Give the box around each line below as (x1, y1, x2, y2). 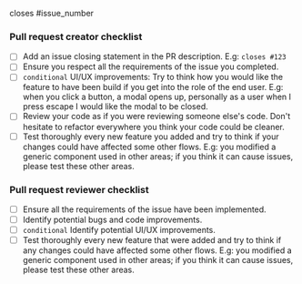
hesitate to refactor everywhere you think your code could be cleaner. (22, 121, 285, 132)
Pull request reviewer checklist (9, 183, 149, 196)
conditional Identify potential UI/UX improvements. (22, 225, 216, 236)
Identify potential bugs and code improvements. (22, 214, 203, 225)
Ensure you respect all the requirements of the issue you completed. (22, 61, 279, 72)
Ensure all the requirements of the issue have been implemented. (22, 204, 267, 215)
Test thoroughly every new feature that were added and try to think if (22, 235, 282, 246)
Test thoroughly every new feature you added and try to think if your (22, 131, 279, 142)
